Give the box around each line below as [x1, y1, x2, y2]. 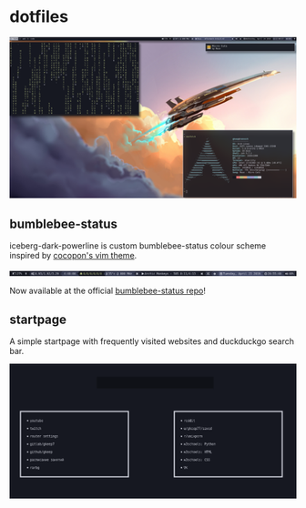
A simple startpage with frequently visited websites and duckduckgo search [9, 336, 294, 347]
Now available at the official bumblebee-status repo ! [9, 285, 207, 297]
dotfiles [9, 6, 69, 27]
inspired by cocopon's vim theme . [9, 250, 138, 261]
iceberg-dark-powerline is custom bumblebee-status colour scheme [9, 240, 267, 251]
